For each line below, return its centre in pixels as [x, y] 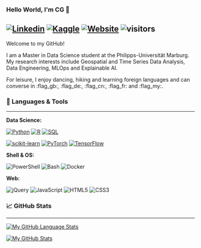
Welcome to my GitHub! [35, 43]
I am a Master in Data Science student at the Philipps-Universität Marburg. [98, 55]
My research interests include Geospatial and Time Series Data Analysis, [96, 61]
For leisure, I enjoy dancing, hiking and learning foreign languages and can [98, 79]
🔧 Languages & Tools [37, 101]
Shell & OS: [20, 155]
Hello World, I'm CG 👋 [38, 10]
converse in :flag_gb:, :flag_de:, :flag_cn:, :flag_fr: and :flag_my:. [85, 86]
